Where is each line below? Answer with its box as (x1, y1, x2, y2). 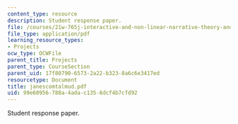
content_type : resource (7, 10, 78, 18)
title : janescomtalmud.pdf (7, 83, 87, 90)
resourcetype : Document (7, 76, 78, 84)
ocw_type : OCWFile (7, 50, 62, 57)
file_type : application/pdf (7, 30, 91, 38)
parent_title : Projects (7, 57, 78, 64)
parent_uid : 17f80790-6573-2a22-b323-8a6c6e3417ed (7, 69, 160, 77)
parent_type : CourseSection (7, 63, 91, 70)
